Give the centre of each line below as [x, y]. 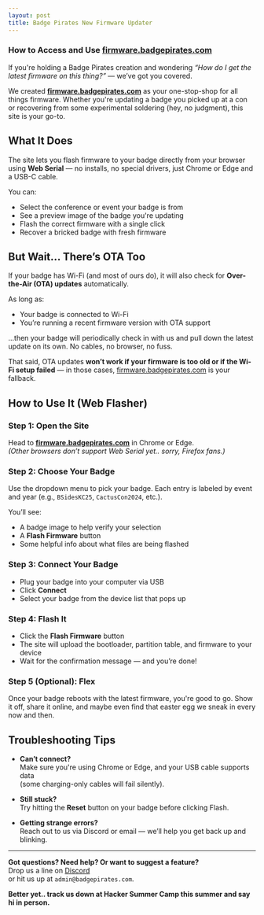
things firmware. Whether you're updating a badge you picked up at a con [128, 99]
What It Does [40, 141]
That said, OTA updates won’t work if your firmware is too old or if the [123, 362]
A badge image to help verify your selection [90, 527]
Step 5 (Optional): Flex [52, 681]
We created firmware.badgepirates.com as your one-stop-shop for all [123, 90]
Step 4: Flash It [37, 618]
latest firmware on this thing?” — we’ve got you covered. [100, 76]
